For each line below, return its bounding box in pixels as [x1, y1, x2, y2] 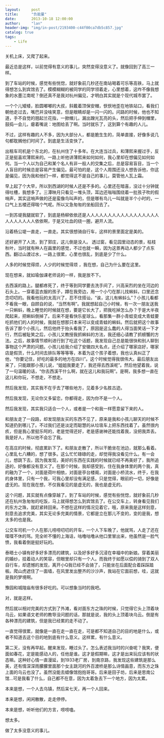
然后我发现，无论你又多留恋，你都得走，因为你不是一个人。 [5, 395, 125, 401]
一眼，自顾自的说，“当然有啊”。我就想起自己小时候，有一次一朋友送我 [18, 301, 159, 306]
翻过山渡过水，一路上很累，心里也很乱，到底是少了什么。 [13, 251, 129, 257]
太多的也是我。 [5, 516, 35, 522]
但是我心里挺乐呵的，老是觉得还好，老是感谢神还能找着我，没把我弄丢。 [13, 428, 159, 434]
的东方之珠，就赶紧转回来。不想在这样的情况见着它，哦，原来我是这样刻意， [5, 504, 159, 510]
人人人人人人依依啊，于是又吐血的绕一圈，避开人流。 [9, 218, 116, 224]
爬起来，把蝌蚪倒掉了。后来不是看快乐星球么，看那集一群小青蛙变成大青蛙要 [5, 313, 159, 319]
